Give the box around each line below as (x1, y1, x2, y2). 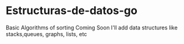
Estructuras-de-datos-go (6, 4, 138, 18)
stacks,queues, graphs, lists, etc (6, 30, 87, 37)
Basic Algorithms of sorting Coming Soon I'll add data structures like (6, 24, 178, 31)
